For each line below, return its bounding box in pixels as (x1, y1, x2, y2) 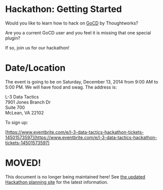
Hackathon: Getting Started (5, 3, 122, 15)
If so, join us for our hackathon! (5, 44, 70, 50)
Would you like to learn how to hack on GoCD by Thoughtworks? (5, 20, 138, 26)
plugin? (5, 35, 20, 41)
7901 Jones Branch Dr (5, 99, 51, 105)
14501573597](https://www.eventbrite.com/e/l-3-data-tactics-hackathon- (5, 134, 157, 140)
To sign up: (5, 119, 28, 125)
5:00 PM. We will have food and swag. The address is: (5, 84, 117, 90)
